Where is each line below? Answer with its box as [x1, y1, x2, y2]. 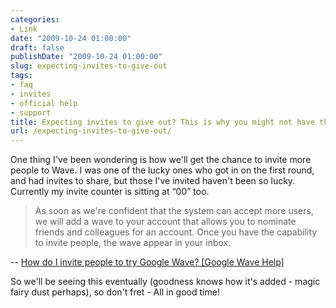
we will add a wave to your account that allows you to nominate [34, 216, 297, 228]
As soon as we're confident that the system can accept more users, [34, 205, 314, 217]
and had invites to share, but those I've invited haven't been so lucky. [10, 175, 296, 187]
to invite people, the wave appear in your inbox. [34, 237, 232, 249]
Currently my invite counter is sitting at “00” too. [10, 186, 210, 198]
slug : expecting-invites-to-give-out [10, 61, 168, 71]
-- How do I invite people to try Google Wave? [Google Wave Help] [10, 256, 285, 268]
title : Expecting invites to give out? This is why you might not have [10, 117, 315, 127]
